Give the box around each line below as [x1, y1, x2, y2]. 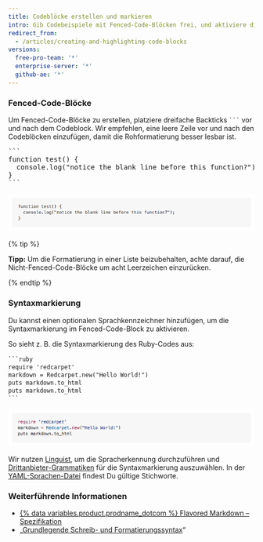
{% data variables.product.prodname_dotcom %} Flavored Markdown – [19, 508, 250, 518]
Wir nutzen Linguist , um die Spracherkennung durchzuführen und [8, 454, 220, 464]
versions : [8, 45, 41, 54]
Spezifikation [19, 516, 63, 526]
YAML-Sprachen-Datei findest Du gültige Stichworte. [8, 471, 178, 480]
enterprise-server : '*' [15, 63, 92, 71]
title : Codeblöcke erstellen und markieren [8, 13, 153, 20]
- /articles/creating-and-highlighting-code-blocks [15, 38, 188, 45]
